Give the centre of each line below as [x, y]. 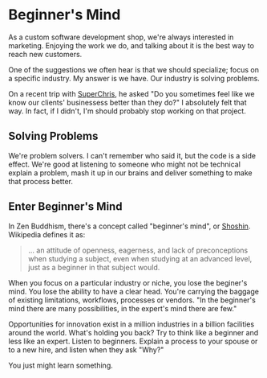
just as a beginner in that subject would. [94, 267]
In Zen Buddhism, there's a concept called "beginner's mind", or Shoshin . [129, 226]
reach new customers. [45, 54]
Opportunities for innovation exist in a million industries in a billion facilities [131, 324]
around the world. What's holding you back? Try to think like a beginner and [133, 332]
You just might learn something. [61, 365]
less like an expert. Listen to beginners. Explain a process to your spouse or [133, 341]
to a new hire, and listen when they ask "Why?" [86, 349]
